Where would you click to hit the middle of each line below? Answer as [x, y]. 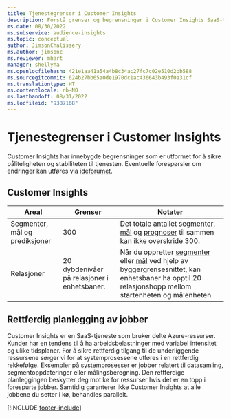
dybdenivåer [83, 269]
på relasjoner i [86, 278]
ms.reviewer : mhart [35, 59]
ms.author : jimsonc [35, 52]
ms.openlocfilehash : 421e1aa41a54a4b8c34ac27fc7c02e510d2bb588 [100, 71]
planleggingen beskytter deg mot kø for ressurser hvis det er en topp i [107, 380]
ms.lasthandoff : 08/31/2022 [47, 97]
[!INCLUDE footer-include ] [44, 408]
